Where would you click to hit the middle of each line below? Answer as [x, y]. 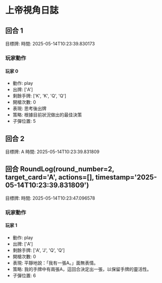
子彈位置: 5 [24, 121]
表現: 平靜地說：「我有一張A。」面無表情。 [55, 263]
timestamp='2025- [126, 177]
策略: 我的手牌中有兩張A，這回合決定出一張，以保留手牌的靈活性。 [82, 269]
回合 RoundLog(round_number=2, [60, 169]
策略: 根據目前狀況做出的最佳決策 [47, 115]
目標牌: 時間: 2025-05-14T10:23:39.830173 [50, 44]
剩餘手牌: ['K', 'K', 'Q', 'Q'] [39, 96]
